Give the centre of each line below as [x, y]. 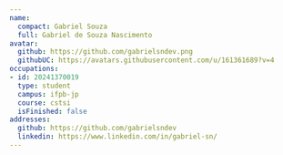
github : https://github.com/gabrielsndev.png [106, 52]
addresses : [30, 119]
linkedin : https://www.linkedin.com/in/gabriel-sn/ [118, 137]
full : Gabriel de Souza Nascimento [85, 35]
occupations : [34, 69]
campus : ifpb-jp [48, 94]
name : [20, 18]
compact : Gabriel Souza [62, 26]
